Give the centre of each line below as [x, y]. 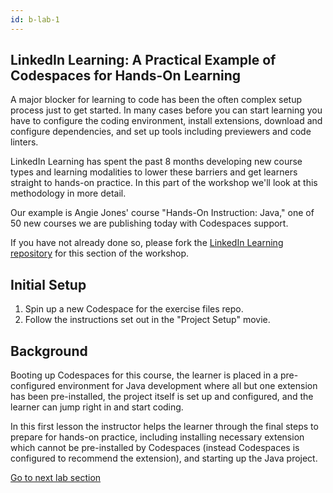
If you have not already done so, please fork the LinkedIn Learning [147, 243]
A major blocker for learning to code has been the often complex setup [156, 100]
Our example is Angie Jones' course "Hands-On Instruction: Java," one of [162, 213]
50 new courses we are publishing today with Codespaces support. [149, 223]
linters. [24, 142]
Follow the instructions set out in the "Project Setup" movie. [147, 320]
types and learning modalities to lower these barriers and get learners [154, 172]
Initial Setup [48, 284]
